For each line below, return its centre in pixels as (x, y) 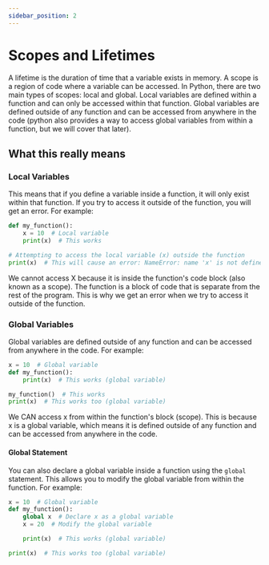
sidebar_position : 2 (43, 16)
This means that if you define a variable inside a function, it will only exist (129, 194)
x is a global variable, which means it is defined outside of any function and (132, 426)
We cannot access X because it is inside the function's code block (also (127, 278)
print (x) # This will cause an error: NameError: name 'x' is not (123, 262)
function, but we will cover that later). (70, 128)
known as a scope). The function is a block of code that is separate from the (134, 286)
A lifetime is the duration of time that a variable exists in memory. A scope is (133, 78)
